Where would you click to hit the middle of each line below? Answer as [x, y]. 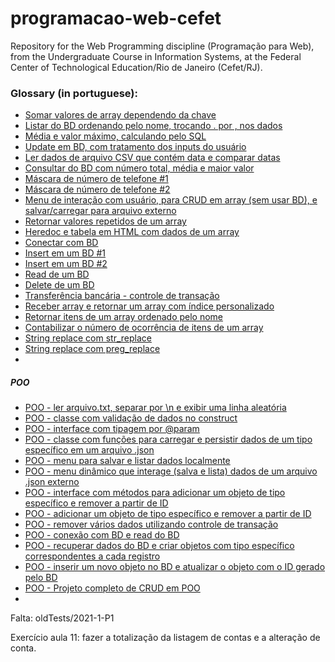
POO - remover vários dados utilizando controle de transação [151, 524]
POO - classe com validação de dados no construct [131, 418]
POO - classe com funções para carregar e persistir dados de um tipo [168, 439]
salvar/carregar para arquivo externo [100, 211]
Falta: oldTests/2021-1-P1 [62, 618]
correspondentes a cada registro [92, 556]
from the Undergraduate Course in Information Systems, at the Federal [156, 56]
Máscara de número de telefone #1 [96, 179]
